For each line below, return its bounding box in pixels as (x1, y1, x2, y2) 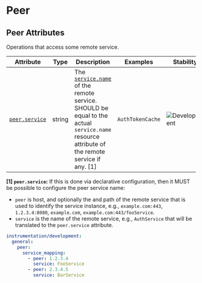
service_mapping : (22, 250, 66, 256)
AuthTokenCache (117, 116, 161, 123)
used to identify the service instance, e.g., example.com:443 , (14, 202, 163, 209)
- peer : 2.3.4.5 (28, 267, 69, 273)
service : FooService (32, 261, 85, 267)
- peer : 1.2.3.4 (28, 255, 69, 261)
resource (74, 133, 100, 141)
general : (11, 239, 34, 245)
